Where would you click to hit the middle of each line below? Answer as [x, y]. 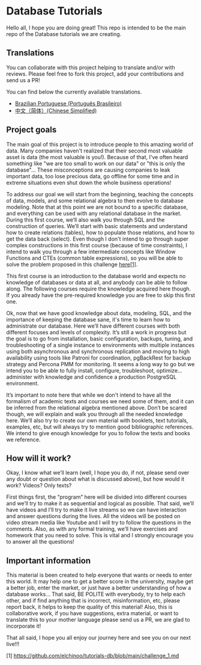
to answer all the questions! [40, 542]
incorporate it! [24, 626]
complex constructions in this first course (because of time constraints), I [97, 245]
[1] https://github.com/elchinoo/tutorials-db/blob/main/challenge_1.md [93, 656]
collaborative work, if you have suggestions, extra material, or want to [92, 613]
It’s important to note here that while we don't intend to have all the [89, 395]
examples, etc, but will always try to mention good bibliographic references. [100, 427]
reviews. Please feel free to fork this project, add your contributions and [95, 74]
